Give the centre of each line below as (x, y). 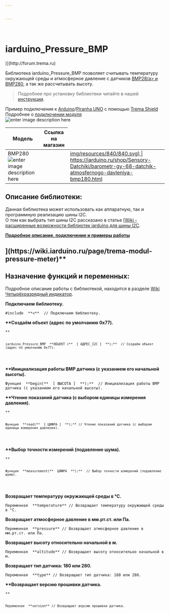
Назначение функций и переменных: (68, 277)
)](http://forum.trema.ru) (31, 63)
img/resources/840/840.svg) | (107, 153)
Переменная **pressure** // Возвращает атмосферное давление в (74, 529)
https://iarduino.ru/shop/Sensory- (111, 159)
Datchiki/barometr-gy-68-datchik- (113, 166)
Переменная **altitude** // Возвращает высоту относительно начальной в (85, 552)
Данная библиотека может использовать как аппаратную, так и (75, 209)
